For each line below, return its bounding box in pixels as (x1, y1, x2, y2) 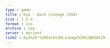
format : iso (5, 21, 33, 26)
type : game (5, 7, 30, 12)
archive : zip (5, 26, 35, 31)
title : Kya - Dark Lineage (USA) (5, 12, 79, 17)
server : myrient (5, 30, 42, 35)
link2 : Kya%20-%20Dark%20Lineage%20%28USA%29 (5, 35, 105, 40)
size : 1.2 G (5, 16, 33, 21)
